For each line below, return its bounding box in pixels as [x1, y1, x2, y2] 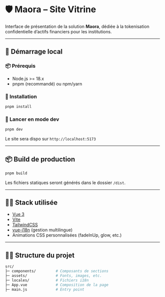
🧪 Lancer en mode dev [5, 116, 59, 123]
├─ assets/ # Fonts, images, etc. [5, 273, 102, 278]
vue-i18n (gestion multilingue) [12, 227, 73, 233]
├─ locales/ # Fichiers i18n [5, 278, 89, 283]
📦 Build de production [5, 155, 75, 163]
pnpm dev [5, 127, 23, 132]
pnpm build [5, 170, 27, 176]
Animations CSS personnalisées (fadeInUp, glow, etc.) [12, 232, 122, 238]
